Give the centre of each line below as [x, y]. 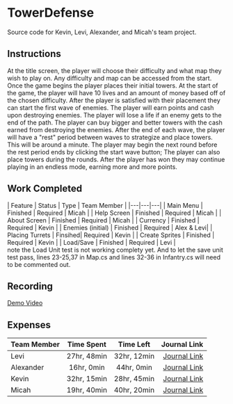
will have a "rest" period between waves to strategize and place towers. [110, 137]
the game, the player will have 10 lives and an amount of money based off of [116, 92]
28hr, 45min [134, 379]
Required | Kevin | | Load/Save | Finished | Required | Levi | [91, 242]
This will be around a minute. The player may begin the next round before [112, 145]
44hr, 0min [134, 368]
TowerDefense [51, 13]
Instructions [34, 54]
